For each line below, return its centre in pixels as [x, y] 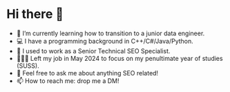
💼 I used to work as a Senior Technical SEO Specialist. [93, 50]
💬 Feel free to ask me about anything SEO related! [87, 73]
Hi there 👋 [35, 14]
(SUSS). [28, 66]
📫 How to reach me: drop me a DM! [68, 81]
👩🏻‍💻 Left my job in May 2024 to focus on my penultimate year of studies [119, 58]
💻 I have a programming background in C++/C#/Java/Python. [105, 41]
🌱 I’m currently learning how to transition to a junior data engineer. [111, 33]
